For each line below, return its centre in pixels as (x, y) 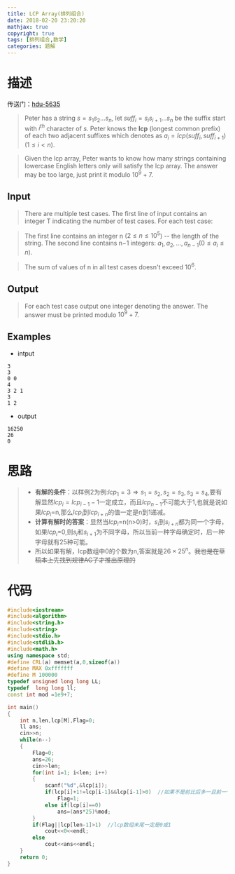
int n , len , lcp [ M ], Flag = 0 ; (58, 720)
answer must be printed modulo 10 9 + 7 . (82, 314)
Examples (29, 336)
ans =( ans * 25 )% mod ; (84, 812)
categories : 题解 (31, 46)
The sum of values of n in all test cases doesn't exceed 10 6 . (111, 266)
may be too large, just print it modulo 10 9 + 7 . (89, 174)
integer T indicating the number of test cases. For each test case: (119, 221)
